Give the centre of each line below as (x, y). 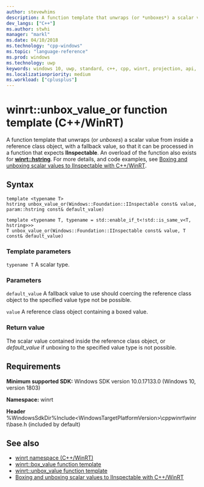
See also (23, 443)
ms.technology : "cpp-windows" (45, 46)
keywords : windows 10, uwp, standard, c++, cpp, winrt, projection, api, (102, 68)
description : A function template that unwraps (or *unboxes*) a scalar (100, 18)
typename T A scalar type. (38, 265)
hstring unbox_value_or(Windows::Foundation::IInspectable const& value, (102, 204)
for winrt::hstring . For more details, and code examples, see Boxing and (97, 159)
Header (16, 411)
